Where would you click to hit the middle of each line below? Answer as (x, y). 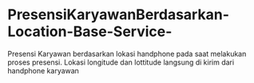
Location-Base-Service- (90, 32)
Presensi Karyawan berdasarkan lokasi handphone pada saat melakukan (127, 53)
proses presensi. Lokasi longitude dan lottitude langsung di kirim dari (121, 62)
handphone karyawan (43, 70)
